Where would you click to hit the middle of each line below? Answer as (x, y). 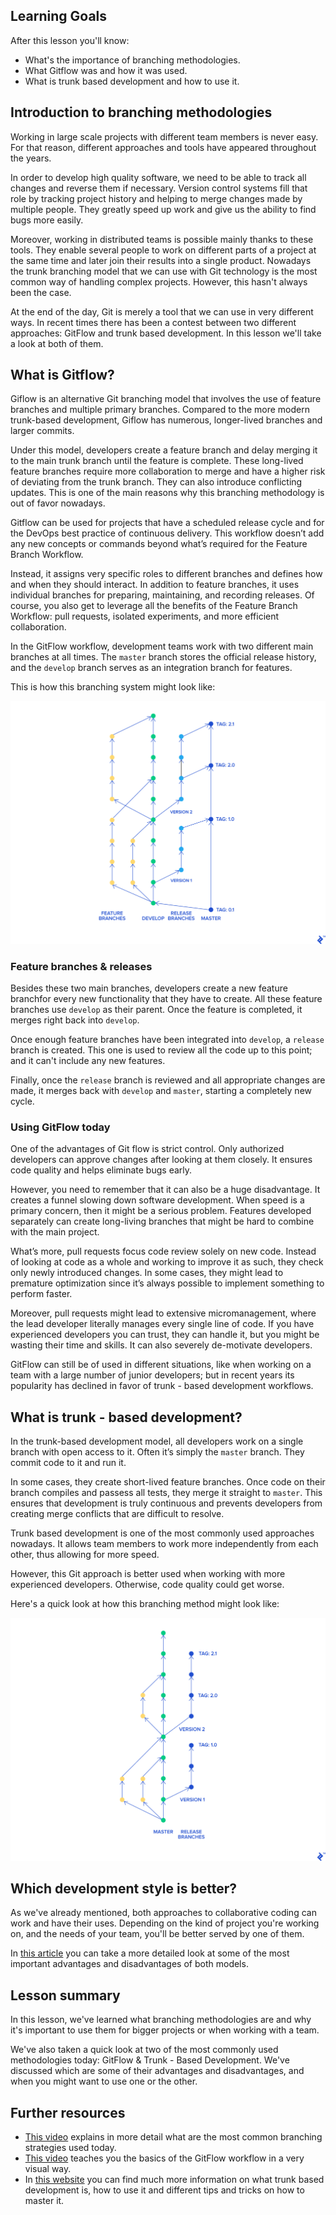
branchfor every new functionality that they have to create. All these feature (166, 999)
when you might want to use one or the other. (104, 2081)
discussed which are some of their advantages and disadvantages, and (157, 2071)
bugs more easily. (47, 220)
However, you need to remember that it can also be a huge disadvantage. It (165, 1190)
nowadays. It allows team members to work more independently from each (164, 1544)
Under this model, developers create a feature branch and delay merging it (164, 450)
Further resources (68, 2112)
